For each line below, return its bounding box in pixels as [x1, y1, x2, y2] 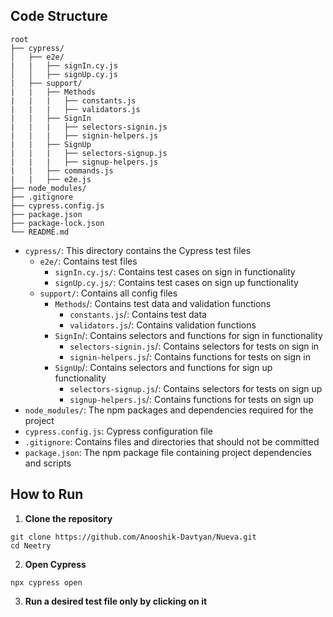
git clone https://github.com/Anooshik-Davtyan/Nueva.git [10, 532, 257, 542]
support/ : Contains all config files [39, 287, 178, 299]
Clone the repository [24, 512, 113, 524]
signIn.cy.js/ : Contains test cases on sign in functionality [54, 265, 296, 278]
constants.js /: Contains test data [69, 308, 207, 320]
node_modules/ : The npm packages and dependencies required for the [24, 404, 314, 416]
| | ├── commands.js [10, 165, 114, 176]
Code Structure [10, 8, 108, 25]
